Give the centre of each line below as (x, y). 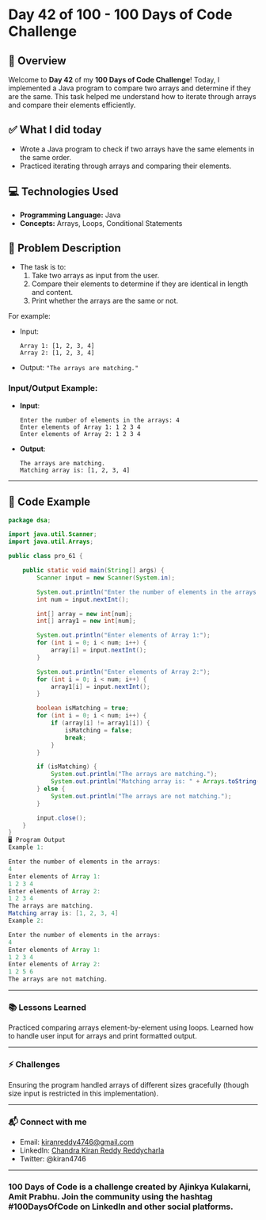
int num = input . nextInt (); (83, 599)
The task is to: (43, 267)
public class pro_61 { (46, 556)
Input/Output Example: (53, 388)
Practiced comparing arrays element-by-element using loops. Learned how (131, 1027)
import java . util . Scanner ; (53, 534)
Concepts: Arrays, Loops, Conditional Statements (101, 223)
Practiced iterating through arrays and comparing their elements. (125, 166)
